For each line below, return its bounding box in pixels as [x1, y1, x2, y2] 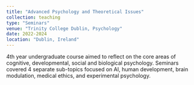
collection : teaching [6, 14, 61, 20]
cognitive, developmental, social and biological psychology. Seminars [6, 59, 179, 66]
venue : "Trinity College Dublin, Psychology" [6, 25, 122, 32]
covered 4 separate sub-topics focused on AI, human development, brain [6, 66, 189, 72]
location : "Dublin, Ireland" [6, 37, 80, 42]
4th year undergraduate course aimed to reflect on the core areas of [6, 53, 176, 60]
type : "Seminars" [6, 20, 50, 26]
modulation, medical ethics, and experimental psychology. [6, 72, 151, 79]
